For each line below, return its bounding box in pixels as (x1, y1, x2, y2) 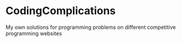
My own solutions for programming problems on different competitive (5, 24, 176, 31)
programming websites (5, 29, 62, 37)
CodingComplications (5, 4, 116, 18)
